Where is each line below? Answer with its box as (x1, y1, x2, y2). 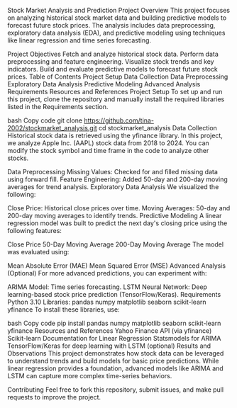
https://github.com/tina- (84, 116, 155, 125)
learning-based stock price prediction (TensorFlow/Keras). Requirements (7, 290, 221, 298)
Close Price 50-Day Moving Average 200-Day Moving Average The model (7, 240, 224, 249)
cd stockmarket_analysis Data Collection (98, 124, 218, 132)
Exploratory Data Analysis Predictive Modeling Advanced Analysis (7, 80, 201, 88)
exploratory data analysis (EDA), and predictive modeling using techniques (7, 28, 226, 37)
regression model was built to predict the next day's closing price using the (7, 219, 228, 227)
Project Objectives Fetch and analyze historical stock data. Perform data (7, 50, 219, 58)
